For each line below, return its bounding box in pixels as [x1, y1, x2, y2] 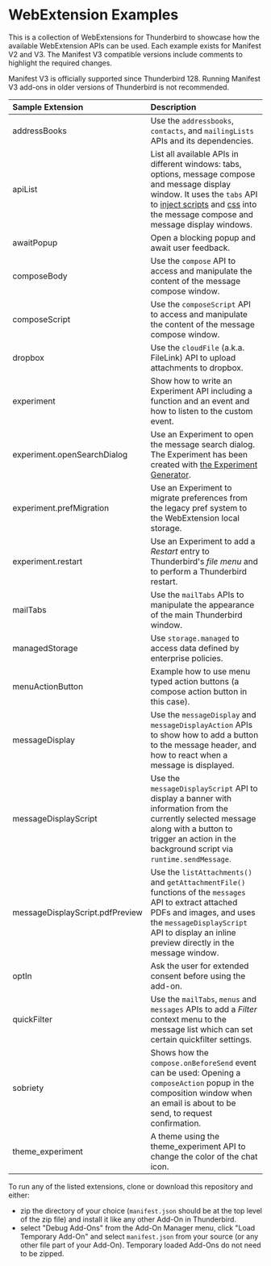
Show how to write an [150, 375, 232, 386]
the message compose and [150, 208, 254, 219]
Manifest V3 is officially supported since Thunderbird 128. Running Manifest [8, 73, 261, 83]
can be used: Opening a [150, 1067, 241, 1078]
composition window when [150, 1087, 252, 1098]
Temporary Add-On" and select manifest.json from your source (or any [19, 1231, 259, 1241]
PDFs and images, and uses [150, 906, 256, 917]
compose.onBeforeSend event [150, 1057, 256, 1068]
